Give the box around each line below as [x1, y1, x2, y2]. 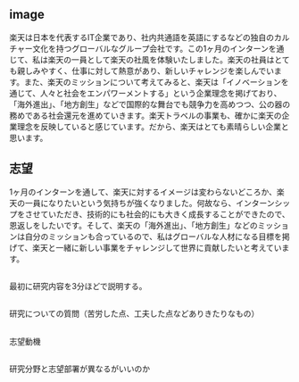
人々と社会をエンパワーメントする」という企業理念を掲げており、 [39, 87, 282, 98]
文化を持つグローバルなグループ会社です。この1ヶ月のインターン [32, 43, 270, 54]
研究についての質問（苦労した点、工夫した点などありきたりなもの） [9, 308, 260, 320]
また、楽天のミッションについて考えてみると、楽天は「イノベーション [23, 76, 281, 87]
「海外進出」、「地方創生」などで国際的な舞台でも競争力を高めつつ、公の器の [9, 98, 291, 110]
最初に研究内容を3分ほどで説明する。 [9, 281, 147, 292]
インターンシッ [235, 197, 291, 208]
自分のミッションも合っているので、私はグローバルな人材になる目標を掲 [24, 231, 290, 242]
